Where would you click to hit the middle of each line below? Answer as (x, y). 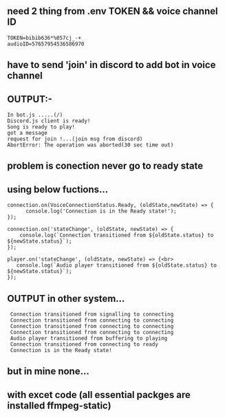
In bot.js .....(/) (35, 115)
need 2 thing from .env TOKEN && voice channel (112, 11)
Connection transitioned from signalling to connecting (92, 315)
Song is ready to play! (41, 127)
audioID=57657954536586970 (46, 44)
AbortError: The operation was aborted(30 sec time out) (90, 145)
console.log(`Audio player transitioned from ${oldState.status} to (116, 265)
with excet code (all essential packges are (99, 395)
